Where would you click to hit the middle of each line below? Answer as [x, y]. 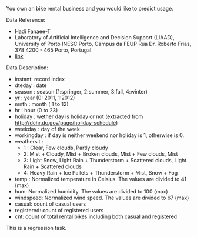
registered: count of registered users [59, 210]
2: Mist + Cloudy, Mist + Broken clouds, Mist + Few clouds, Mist [101, 154]
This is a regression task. [36, 228]
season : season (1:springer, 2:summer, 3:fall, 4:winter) [81, 91]
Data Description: [27, 68]
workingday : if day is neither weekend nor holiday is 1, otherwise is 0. [99, 135]
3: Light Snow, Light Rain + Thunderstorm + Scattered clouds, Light [105, 160]
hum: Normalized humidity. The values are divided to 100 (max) [91, 191]
